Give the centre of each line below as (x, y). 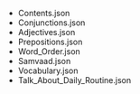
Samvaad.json (44, 61)
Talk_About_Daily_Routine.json (75, 80)
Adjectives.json (47, 32)
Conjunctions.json (51, 23)
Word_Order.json (49, 52)
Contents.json (44, 13)
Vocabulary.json (48, 70)
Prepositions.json (50, 42)
